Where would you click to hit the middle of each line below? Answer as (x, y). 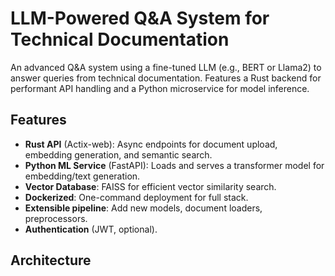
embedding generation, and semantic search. (118, 154)
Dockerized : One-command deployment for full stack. (136, 197)
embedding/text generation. (82, 176)
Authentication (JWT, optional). (91, 229)
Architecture (51, 260)
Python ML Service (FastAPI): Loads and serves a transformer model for (174, 165)
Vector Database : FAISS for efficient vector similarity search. (150, 186)
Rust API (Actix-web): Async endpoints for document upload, (151, 144)
